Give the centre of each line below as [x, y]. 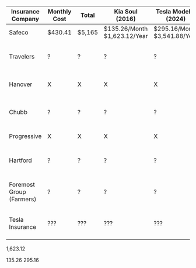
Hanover [21, 84]
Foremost [22, 185]
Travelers [22, 56]
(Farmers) [23, 199]
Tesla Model [173, 11]
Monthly [60, 11]
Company [25, 19]
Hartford [20, 160]
